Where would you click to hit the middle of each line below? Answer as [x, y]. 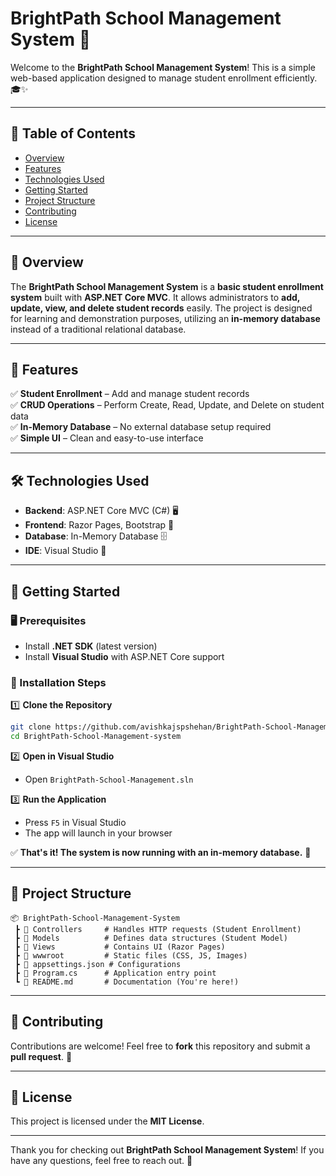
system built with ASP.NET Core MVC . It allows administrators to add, [155, 297]
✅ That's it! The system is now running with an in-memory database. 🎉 [161, 852]
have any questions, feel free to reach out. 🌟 [101, 1161]
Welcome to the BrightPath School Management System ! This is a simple [163, 67]
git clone [31, 727]
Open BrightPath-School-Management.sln [109, 779]
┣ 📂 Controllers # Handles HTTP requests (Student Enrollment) [158, 929]
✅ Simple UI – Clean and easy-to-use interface [107, 438]
